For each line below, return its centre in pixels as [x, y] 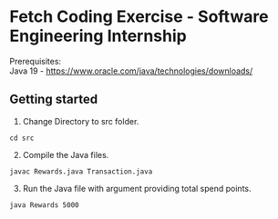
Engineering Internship [98, 36]
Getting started [54, 100]
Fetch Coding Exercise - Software [139, 17]
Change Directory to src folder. [81, 121]
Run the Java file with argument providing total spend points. [137, 188]
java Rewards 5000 [44, 205]
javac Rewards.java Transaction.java [81, 171]
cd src [22, 138]
